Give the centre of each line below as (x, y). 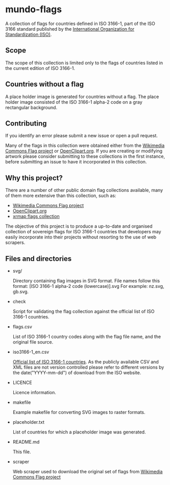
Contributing (26, 123)
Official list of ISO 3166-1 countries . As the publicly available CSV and (86, 362)
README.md (26, 442)
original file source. (33, 342)
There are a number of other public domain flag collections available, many (84, 190)
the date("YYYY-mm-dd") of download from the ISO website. (77, 373)
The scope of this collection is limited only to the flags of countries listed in (84, 63)
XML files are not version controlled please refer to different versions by (88, 367)
